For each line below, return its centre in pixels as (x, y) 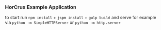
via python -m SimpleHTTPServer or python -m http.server (63, 22)
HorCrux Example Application (41, 7)
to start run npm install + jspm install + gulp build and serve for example (81, 18)
